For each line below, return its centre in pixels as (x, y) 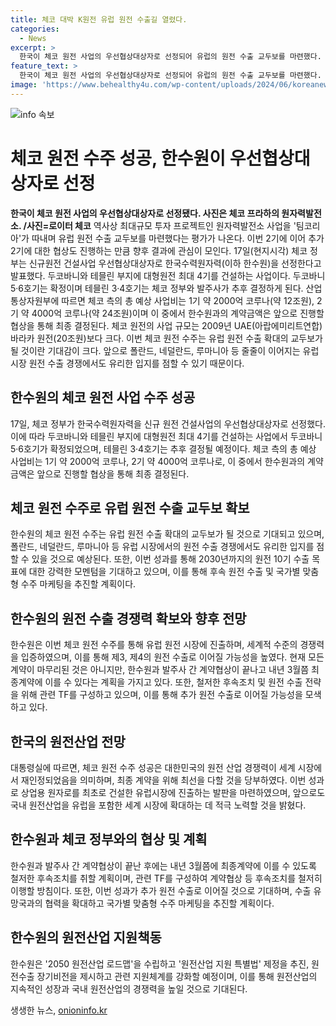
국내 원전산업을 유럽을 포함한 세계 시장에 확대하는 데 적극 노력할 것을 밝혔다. (158, 805)
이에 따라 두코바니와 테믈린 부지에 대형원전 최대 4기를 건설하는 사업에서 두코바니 (166, 436)
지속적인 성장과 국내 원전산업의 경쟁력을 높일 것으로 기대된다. (129, 988)
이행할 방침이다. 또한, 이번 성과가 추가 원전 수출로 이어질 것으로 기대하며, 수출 (161, 890)
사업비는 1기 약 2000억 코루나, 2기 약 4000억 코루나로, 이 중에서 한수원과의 (158, 461)
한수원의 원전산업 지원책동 (86, 937)
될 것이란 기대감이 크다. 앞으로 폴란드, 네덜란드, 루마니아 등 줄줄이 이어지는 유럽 (165, 350)
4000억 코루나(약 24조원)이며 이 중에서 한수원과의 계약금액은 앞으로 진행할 (178, 313)
